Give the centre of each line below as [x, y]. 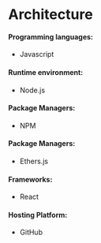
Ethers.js [34, 161]
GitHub [31, 232]
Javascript [37, 54]
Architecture [50, 15]
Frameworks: [30, 179]
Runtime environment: [46, 72]
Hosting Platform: [38, 215]
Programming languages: [50, 36]
